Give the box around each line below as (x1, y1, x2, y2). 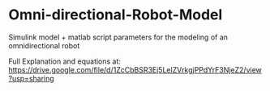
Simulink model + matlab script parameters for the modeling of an (8, 32, 229, 42)
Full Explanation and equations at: (8, 56, 122, 66)
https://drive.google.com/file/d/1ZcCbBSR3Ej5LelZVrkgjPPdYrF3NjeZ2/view (8, 64, 262, 74)
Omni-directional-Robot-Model (8, 6, 223, 24)
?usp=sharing (8, 73, 54, 83)
